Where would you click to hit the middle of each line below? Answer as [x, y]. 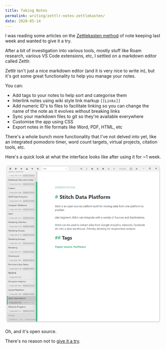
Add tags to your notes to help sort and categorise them [70, 95]
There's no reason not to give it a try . [43, 341]
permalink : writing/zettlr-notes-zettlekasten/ [55, 16]
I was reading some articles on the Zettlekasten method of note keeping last [83, 36]
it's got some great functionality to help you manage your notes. [71, 76]
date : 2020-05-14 [23, 21]
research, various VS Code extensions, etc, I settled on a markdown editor [81, 56]
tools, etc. [15, 147]
